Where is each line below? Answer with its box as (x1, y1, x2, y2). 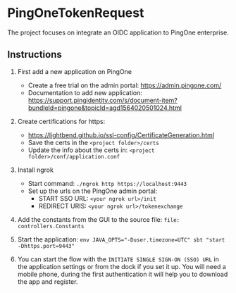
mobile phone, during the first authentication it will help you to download (17, 270, 228, 278)
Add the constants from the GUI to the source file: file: (17, 215, 180, 223)
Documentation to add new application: (27, 88, 142, 96)
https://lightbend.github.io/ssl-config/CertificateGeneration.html (27, 130, 215, 139)
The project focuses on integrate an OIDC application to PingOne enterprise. (7, 28, 229, 37)
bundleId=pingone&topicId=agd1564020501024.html (27, 104, 182, 112)
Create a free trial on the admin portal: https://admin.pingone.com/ (27, 81, 222, 89)
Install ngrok (17, 166, 54, 174)
